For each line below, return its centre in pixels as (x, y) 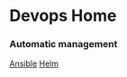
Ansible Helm (34, 63)
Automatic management (63, 44)
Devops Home (63, 16)
